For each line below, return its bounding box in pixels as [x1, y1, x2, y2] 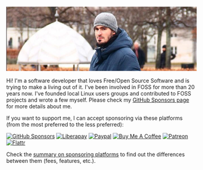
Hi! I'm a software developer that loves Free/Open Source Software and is [6, 77, 190, 84]
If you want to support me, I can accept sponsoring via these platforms [6, 114, 183, 122]
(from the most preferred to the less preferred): [6, 120, 124, 128]
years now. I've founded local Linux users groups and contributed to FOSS [6, 90, 192, 97]
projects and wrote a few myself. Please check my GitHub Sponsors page [6, 96, 189, 103]
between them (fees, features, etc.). [6, 157, 96, 164]
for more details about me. [6, 102, 72, 110]
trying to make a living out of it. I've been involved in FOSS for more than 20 [6, 83, 195, 91]
